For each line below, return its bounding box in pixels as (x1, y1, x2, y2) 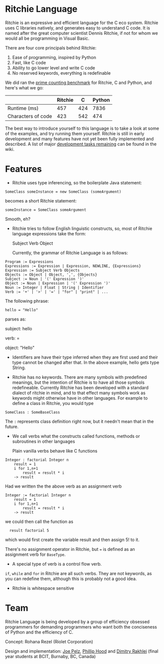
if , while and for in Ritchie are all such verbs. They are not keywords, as (5, 570, 152, 576)
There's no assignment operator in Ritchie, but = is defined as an (5, 546, 136, 552)
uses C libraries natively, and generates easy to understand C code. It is (5, 25, 150, 30)
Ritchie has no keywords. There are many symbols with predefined (12, 374, 147, 380)
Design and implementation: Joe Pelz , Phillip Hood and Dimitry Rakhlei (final (5, 648, 159, 654)
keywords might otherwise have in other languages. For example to (12, 395, 148, 401)
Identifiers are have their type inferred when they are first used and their (12, 354, 158, 360)
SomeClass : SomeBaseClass (5, 409, 60, 415)
